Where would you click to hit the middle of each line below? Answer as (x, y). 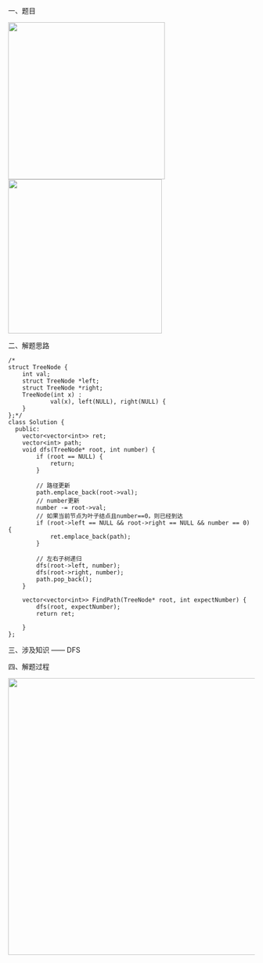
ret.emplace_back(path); (90, 536)
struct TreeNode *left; (61, 381)
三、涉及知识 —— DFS (44, 650)
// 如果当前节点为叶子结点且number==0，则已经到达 (110, 516)
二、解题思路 (29, 346)
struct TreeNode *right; (63, 388)
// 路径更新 (53, 485)
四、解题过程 (29, 666)
